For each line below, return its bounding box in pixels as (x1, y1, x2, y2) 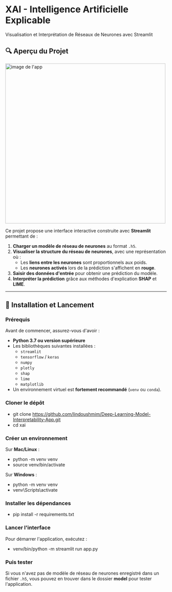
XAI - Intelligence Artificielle (5, 4, 129, 15)
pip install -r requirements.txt (12, 511, 74, 518)
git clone (12, 411, 32, 417)
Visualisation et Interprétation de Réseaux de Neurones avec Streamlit (5, 31, 153, 37)
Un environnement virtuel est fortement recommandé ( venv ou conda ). (12, 387, 162, 393)
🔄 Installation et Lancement (5, 301, 94, 309)
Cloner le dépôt (5, 399, 45, 407)
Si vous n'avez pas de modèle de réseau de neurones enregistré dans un (5, 570, 160, 576)
